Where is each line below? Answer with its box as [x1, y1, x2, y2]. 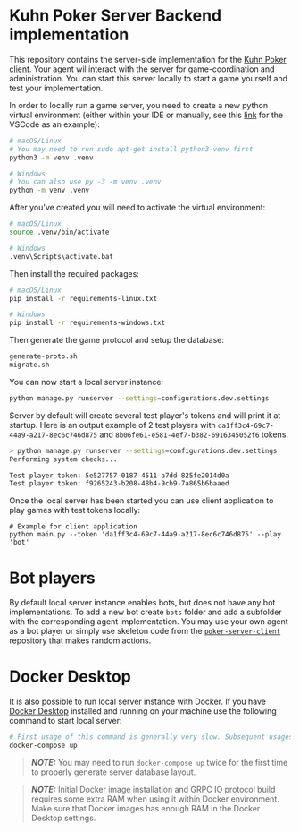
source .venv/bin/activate [9, 227, 110, 237]
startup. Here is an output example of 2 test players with [9, 419, 216, 430]
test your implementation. [9, 82, 104, 93]
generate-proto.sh [9, 352, 78, 361]
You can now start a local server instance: [9, 376, 163, 387]
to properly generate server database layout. [30, 767, 196, 777]
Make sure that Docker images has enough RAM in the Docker [30, 802, 261, 813]
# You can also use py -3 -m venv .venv [9, 177, 162, 186]
